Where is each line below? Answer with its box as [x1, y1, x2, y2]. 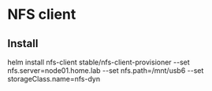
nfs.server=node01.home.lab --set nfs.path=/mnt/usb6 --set [7, 66, 204, 75]
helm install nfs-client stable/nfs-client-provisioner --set [7, 57, 190, 67]
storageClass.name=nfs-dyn [7, 75, 100, 83]
